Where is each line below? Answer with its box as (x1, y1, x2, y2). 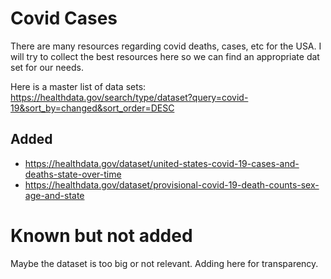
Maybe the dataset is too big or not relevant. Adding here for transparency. (10, 257, 319, 269)
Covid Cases (10, 7, 118, 30)
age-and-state (24, 189, 85, 201)
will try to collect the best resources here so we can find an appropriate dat (10, 50, 320, 62)
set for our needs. (10, 61, 84, 73)
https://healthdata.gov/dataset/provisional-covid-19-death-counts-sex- (24, 178, 320, 191)
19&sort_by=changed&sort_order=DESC (10, 102, 175, 114)
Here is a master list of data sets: (10, 80, 147, 92)
